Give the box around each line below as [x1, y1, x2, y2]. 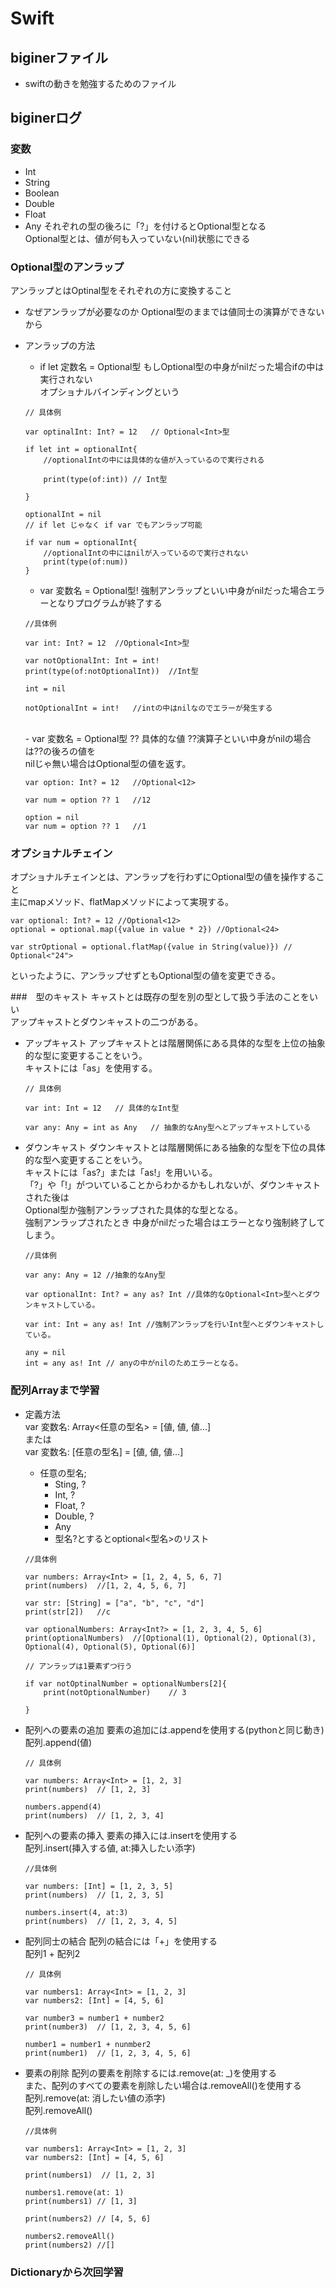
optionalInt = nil [24, 509, 102, 519]
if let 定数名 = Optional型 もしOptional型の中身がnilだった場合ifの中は [39, 360, 325, 372]
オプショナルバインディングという [39, 385, 180, 397]
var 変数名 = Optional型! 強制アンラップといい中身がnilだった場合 [39, 584, 308, 596]
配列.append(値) [24, 1736, 93, 1748]
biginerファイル [10, 49, 109, 66]
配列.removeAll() [24, 2104, 93, 2116]
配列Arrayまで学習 [10, 1383, 100, 1397]
